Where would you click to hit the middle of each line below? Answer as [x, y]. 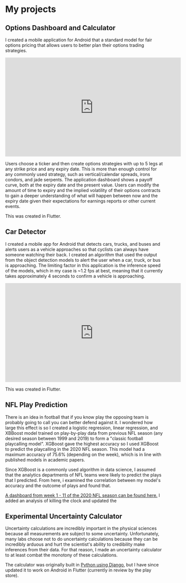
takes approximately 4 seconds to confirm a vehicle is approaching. [75, 276]
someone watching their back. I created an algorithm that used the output [81, 254]
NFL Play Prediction [36, 405]
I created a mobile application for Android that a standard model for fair [79, 40]
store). [12, 575]
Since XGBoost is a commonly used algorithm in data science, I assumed [80, 469]
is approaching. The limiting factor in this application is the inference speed [83, 265]
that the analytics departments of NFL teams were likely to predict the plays [83, 475]
